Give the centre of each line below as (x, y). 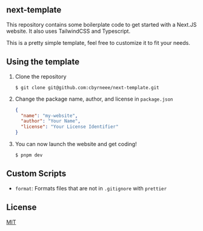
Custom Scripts (36, 174)
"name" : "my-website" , (49, 115)
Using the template (43, 62)
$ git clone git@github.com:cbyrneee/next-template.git (87, 87)
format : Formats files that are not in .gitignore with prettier (91, 188)
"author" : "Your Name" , (51, 121)
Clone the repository (41, 76)
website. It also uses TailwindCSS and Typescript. (68, 31)
